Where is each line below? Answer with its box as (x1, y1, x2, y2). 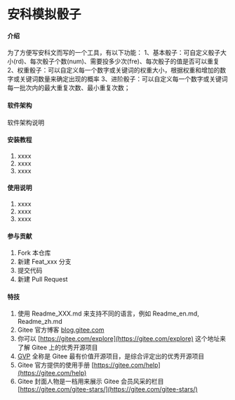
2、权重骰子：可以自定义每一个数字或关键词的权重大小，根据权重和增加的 (7, 66, 220, 75)
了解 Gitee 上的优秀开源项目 (17, 343, 98, 352)
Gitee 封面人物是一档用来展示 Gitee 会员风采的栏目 (17, 377, 164, 386)
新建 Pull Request (17, 275, 68, 284)
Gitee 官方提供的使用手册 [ (17, 361, 95, 370)
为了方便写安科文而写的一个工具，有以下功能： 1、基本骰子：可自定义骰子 (7, 49, 221, 57)
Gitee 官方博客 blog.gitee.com (17, 325, 105, 335)
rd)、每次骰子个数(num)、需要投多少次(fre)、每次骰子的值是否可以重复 (15, 57, 220, 65)
